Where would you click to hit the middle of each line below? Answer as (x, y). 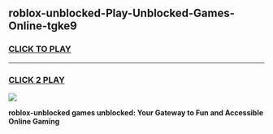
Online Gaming (34, 121)
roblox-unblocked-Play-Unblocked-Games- (122, 13)
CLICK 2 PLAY (37, 80)
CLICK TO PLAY (40, 50)
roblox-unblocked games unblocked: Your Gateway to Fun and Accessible (136, 112)
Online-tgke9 (43, 26)
